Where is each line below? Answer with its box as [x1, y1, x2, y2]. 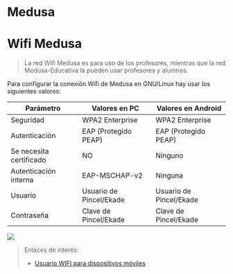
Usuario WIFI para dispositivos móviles [34, 259, 146, 268]
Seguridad [10, 115, 45, 125]
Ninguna [155, 171, 184, 180]
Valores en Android [156, 103, 222, 113]
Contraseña [10, 211, 49, 221]
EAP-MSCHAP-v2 [82, 171, 144, 180]
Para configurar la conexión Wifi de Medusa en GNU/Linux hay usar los [7, 80, 210, 88]
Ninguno [155, 151, 184, 160]
